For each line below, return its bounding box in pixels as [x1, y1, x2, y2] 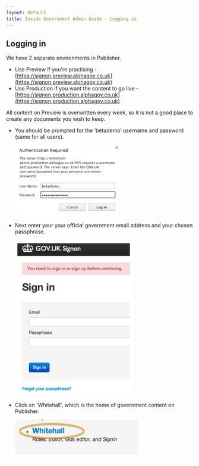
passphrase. [14, 228, 46, 235]
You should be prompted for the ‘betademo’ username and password [14, 127, 184, 134]
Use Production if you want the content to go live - [14, 85, 138, 92]
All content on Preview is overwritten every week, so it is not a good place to [6, 109, 194, 116]
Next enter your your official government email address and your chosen [14, 222, 193, 229]
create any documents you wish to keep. [6, 115, 106, 123]
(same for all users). [14, 133, 64, 140]
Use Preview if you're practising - [14, 66, 97, 73]
